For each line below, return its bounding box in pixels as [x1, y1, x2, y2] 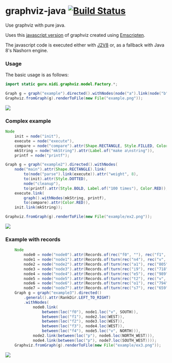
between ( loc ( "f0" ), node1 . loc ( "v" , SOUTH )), [41, 309, 139, 314]
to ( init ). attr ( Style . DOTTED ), [24, 177, 88, 182]
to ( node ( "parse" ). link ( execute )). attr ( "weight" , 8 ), [24, 172, 139, 177]
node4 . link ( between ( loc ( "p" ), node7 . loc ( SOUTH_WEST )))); [32, 338, 157, 343]
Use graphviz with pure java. [5, 22, 66, 28]
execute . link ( [14, 190, 45, 196]
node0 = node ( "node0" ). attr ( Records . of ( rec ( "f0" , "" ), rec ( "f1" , [24, 252, 166, 258]
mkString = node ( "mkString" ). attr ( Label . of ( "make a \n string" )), [14, 148, 155, 153]
